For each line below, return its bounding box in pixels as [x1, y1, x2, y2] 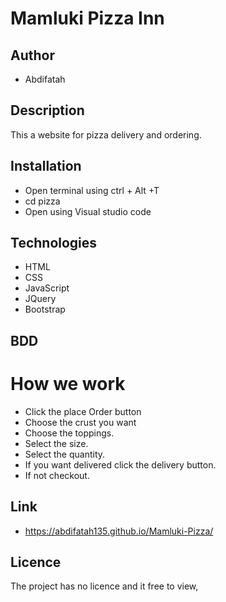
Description [10, 102, 85, 119]
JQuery [24, 293, 57, 305]
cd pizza [24, 195, 61, 207]
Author [10, 47, 55, 64]
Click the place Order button [24, 405, 142, 417]
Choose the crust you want [24, 416, 137, 428]
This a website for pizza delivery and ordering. [10, 128, 202, 141]
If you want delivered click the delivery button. [24, 458, 217, 471]
